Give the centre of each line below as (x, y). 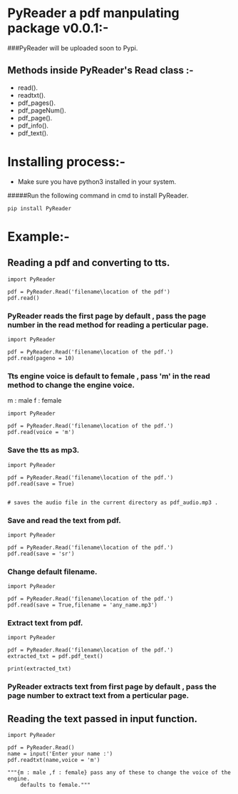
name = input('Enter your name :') (60, 754)
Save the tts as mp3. (43, 450)
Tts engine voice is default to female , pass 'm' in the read (109, 376)
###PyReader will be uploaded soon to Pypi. (73, 48)
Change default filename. (52, 572)
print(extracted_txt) (40, 669)
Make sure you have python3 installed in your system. (97, 181)
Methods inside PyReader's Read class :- (100, 70)
